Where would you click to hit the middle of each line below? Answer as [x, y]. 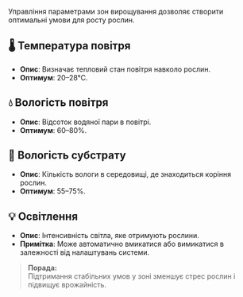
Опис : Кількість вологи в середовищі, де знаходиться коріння [125, 174]
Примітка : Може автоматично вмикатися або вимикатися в [122, 244]
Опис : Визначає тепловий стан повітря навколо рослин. [115, 69]
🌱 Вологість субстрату [67, 156]
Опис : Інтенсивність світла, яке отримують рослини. [110, 236]
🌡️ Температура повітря [69, 46]
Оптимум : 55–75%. [52, 191]
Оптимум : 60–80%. [53, 130]
